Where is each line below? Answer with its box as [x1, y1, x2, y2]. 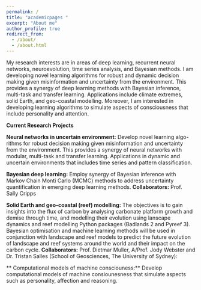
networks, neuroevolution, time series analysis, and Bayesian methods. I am [6, 65, 194, 72]
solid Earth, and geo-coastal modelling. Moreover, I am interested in [6, 97, 174, 104]
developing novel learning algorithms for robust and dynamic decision [6, 72, 179, 79]
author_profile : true [6, 25, 61, 32]
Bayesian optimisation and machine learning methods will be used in [6, 227, 175, 234]
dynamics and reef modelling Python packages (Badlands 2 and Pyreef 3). [6, 220, 191, 227]
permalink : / [6, 8, 39, 15]
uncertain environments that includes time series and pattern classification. [6, 159, 193, 166]
